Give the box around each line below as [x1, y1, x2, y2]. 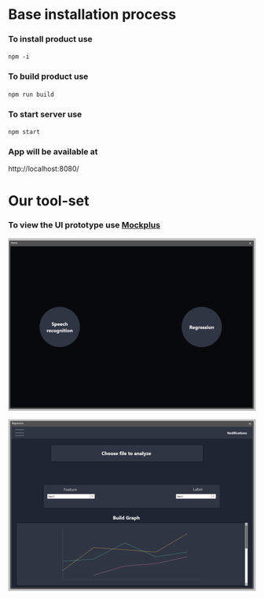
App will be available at [8, 146, 98, 157]
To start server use [8, 109, 82, 120]
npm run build [8, 91, 55, 98]
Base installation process [8, 6, 177, 24]
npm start [8, 128, 41, 136]
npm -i [8, 53, 30, 61]
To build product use [8, 71, 89, 82]
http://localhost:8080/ [8, 164, 80, 174]
